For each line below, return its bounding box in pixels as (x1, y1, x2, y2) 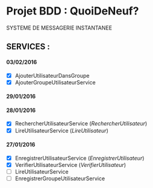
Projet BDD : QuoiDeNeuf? (6, 4, 139, 18)
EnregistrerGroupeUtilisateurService (14, 175, 105, 182)
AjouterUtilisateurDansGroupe (14, 72, 90, 79)
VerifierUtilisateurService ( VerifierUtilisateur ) (14, 161, 126, 168)
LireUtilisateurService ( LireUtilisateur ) (14, 127, 108, 134)
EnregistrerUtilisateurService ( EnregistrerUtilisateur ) (14, 154, 145, 161)
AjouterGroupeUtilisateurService (14, 78, 96, 86)
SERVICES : (6, 42, 50, 52)
